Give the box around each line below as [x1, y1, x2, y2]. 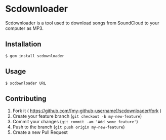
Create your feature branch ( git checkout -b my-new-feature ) [12, 113, 142, 119]
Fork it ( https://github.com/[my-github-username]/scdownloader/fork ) [12, 108, 162, 114]
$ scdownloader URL [5, 81, 47, 86]
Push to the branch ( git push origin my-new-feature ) [12, 124, 125, 130]
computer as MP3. [5, 25, 44, 31]
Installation [5, 40, 41, 49]
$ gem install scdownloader [5, 53, 65, 58]
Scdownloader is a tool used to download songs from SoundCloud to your [5, 20, 159, 26]
